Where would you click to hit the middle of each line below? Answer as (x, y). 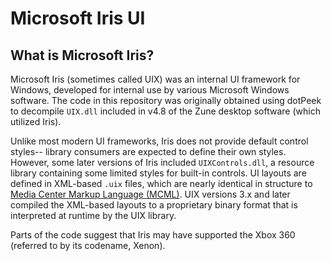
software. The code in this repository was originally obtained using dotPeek (166, 100)
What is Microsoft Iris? (82, 55)
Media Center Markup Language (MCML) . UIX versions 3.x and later (150, 194)
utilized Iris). (36, 121)
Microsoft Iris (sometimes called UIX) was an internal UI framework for (155, 79)
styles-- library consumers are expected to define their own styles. (148, 151)
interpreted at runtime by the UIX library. (93, 215)
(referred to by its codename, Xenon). (88, 245)
